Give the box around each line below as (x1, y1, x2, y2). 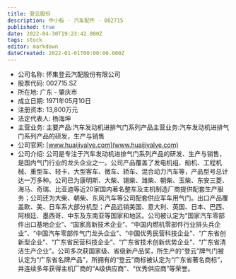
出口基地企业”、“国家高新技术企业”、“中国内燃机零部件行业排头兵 (23, 220, 215, 228)
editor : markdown (7, 43, 59, 50)
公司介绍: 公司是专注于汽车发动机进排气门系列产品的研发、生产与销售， (17, 149, 226, 158)
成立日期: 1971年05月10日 (17, 96, 92, 105)
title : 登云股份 (7, 10, 51, 18)
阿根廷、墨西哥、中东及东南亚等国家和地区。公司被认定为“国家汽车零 (17, 211, 219, 220)
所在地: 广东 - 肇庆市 (17, 88, 78, 96)
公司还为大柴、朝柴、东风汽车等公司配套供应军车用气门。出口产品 (30, 194, 223, 202)
